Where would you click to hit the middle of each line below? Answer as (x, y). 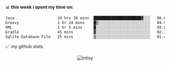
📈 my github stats (24, 46)
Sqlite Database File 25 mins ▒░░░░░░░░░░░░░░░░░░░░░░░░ (78, 36)
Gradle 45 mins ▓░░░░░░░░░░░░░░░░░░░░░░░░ (78, 32)
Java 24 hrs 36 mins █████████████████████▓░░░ (78, 18)
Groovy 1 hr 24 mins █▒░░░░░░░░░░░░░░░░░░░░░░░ (78, 22)
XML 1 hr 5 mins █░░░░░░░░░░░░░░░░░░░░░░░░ (78, 27)
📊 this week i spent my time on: (39, 7)
